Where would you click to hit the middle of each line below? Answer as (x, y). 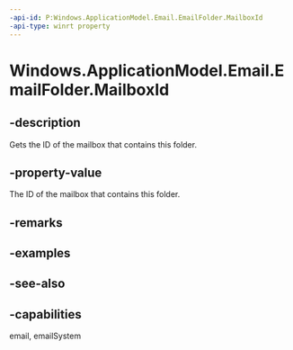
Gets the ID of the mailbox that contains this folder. (103, 144)
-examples (40, 253)
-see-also (37, 284)
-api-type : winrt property (60, 26)
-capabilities (46, 314)
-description (45, 123)
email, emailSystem (45, 336)
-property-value (56, 172)
